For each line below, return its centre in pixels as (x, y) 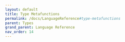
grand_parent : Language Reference (40, 28)
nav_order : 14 (19, 32)
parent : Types (19, 23)
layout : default (21, 9)
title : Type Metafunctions (32, 14)
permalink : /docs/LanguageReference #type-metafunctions (63, 18)
